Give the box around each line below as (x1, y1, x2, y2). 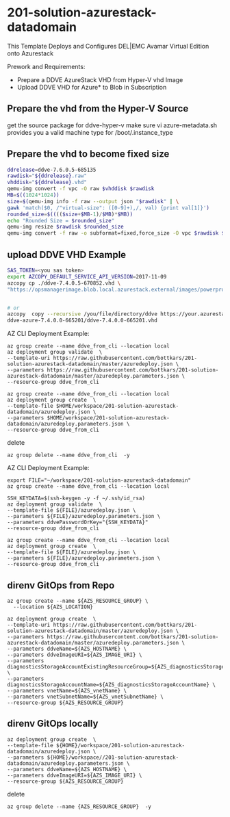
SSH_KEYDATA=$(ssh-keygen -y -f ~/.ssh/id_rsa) (7, 495, 146, 502)
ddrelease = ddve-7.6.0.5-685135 (7, 166, 97, 173)
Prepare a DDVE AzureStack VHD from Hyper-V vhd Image (16, 75, 183, 83)
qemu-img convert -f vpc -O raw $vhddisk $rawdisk (7, 185, 155, 192)
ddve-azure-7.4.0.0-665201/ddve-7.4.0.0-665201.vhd (7, 317, 157, 324)
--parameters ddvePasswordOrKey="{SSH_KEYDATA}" (7, 519, 149, 526)
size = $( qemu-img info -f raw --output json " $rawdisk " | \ (7, 198, 179, 205)
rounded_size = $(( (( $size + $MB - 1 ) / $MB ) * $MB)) (7, 211, 133, 218)
